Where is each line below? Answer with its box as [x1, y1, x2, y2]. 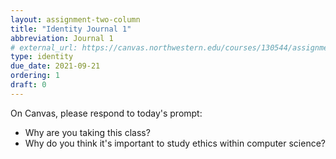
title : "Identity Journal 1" [10, 24, 132, 34]
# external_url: [10, 42, 78, 53]
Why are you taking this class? [24, 126, 151, 138]
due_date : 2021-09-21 [10, 61, 101, 71]
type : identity [10, 52, 74, 62]
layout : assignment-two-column [10, 14, 141, 25]
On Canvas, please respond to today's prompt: [10, 107, 203, 119]
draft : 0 [10, 80, 47, 90]
